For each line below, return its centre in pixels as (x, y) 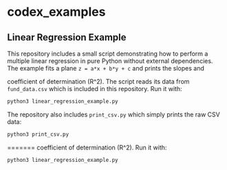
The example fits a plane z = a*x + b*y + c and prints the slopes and (106, 68)
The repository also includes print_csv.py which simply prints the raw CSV (113, 114)
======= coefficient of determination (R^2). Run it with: (87, 147)
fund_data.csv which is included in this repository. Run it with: (95, 89)
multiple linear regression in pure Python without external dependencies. (110, 61)
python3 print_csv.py (38, 134)
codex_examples (56, 12)
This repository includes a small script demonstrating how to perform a (108, 53)
